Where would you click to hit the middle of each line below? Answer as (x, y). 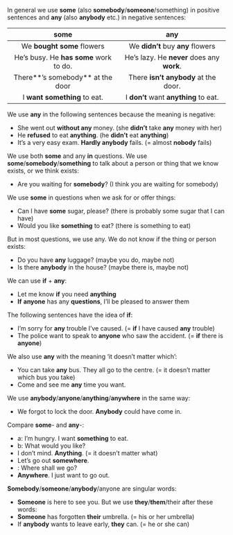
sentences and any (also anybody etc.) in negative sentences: (96, 17)
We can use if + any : (37, 281)
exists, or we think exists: (43, 170)
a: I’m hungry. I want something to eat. (73, 438)
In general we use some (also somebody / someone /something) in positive (113, 10)
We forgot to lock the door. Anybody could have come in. (100, 411)
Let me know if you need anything (67, 294)
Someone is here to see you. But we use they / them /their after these (115, 502)
